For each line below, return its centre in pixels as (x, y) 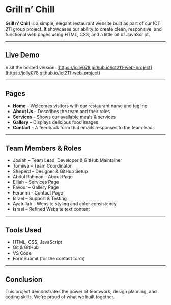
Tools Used (23, 230)
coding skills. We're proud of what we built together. (60, 297)
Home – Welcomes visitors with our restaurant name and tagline (80, 106)
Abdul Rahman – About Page (42, 177)
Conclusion (24, 279)
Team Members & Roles (44, 148)
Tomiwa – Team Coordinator (42, 166)
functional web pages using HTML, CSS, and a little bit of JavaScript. (78, 34)
